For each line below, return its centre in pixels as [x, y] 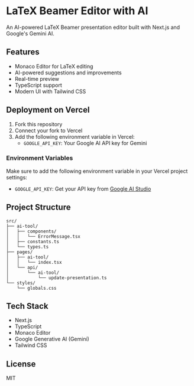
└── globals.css [37, 288]
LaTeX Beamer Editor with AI [77, 11]
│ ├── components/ [32, 231]
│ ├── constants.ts [33, 241]
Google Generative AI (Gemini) [52, 339]
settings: [17, 177]
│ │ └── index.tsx [34, 262]
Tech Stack [27, 306]
